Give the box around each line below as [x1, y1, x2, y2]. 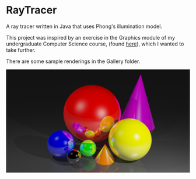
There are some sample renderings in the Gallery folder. [6, 58, 141, 65]
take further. [6, 46, 36, 53]
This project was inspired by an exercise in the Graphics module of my [6, 34, 176, 41]
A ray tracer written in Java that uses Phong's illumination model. [6, 23, 162, 30]
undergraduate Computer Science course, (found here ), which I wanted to [6, 40, 184, 47]
